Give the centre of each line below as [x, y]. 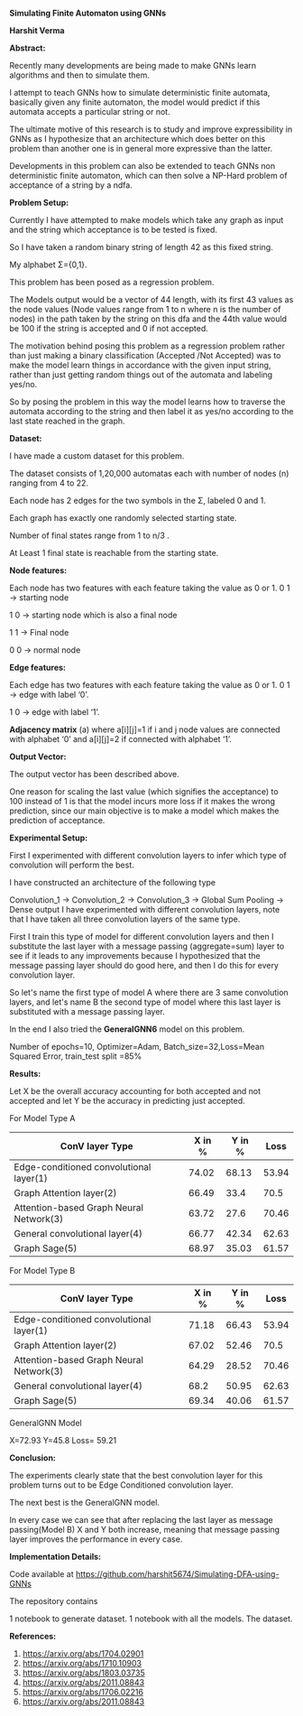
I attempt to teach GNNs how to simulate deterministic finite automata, [140, 93]
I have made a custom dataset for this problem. [97, 456]
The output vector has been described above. [94, 774]
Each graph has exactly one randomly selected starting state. [123, 518]
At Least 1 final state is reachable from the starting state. [114, 553]
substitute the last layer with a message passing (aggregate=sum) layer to [147, 946]
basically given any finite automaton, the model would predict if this [135, 102]
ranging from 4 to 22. [49, 483]
